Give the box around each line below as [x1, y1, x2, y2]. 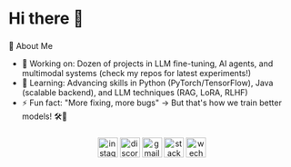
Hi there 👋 [8, 8, 84, 29]
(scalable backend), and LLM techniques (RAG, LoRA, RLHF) [21, 87, 248, 98]
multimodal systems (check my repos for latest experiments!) [21, 68, 252, 79]
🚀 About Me [8, 41, 54, 52]
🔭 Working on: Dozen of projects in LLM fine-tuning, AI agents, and [21, 58, 274, 69]
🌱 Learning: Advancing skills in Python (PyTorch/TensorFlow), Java [21, 77, 274, 89]
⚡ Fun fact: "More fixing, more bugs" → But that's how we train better [21, 97, 283, 108]
